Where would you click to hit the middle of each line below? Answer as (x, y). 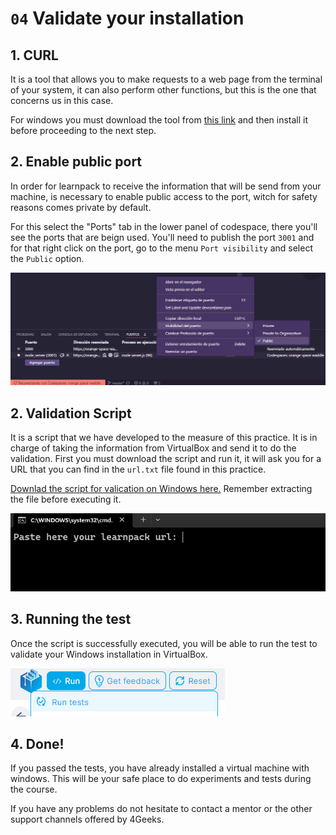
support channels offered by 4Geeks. (87, 819)
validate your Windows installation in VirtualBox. (109, 654)
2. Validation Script (71, 413)
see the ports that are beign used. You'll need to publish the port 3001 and (162, 237)
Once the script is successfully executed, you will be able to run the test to (164, 643)
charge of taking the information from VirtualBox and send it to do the (153, 448)
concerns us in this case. (62, 100)
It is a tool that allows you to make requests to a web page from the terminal (166, 79)
